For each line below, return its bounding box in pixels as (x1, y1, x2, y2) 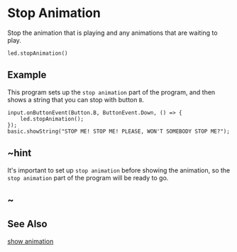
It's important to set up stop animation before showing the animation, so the (7, 165, 231, 175)
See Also (7, 218, 48, 230)
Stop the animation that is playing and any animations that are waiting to (7, 28, 218, 37)
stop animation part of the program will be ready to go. (7, 173, 169, 182)
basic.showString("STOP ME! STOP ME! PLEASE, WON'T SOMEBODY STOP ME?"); (7, 128, 231, 135)
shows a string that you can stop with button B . (7, 95, 144, 104)
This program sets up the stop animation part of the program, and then (7, 87, 216, 97)
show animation (7, 236, 54, 246)
